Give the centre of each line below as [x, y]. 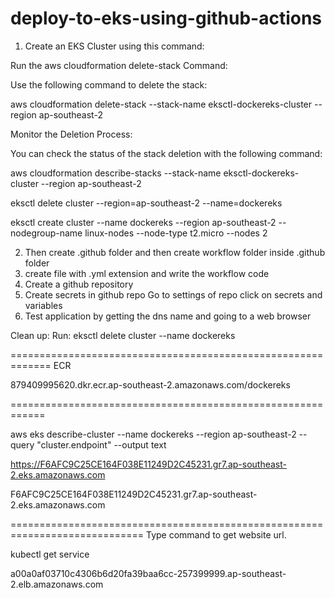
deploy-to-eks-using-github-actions [166, 18]
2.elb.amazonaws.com [57, 584]
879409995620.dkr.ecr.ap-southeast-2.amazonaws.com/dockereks [150, 384]
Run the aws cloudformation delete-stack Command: [119, 65]
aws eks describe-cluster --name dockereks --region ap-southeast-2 [153, 434]
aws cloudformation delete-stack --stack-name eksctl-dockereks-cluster [161, 104]
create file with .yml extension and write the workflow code [147, 273]
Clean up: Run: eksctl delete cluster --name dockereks [123, 335]
